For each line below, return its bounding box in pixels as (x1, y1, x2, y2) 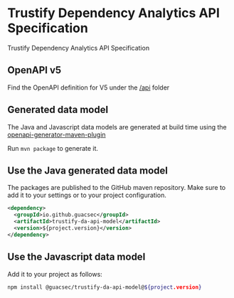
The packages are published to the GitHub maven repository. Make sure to (7, 183, 226, 192)
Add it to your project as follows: (7, 270, 103, 278)
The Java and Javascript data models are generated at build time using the (7, 122, 228, 131)
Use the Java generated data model (7, 164, 169, 176)
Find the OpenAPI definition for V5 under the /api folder (7, 83, 170, 92)
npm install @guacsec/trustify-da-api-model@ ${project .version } (7, 283, 202, 291)
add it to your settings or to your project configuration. (7, 191, 167, 200)
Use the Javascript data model (7, 251, 146, 263)
